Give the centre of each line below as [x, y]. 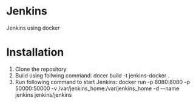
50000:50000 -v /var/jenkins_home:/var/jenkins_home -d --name [97, 88]
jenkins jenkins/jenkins [43, 94]
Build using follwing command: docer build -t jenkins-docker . [92, 75]
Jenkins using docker [33, 28]
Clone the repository [41, 69]
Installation [35, 52]
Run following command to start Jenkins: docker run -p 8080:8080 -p [102, 82]
